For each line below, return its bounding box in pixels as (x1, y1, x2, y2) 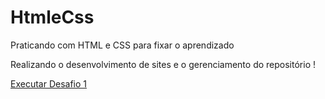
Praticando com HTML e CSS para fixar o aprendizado (10, 39, 235, 51)
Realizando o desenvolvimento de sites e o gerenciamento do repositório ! (10, 58, 316, 70)
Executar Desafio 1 (10, 77, 88, 90)
